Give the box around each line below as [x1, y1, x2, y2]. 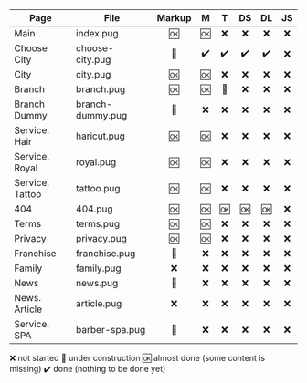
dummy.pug [76, 109, 128, 121]
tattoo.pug [76, 182, 121, 194]
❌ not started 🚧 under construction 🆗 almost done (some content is [9, 353, 266, 363]
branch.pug [76, 83, 126, 95]
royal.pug [76, 156, 117, 168]
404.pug [76, 202, 113, 215]
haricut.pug [76, 129, 126, 142]
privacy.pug [76, 233, 128, 244]
